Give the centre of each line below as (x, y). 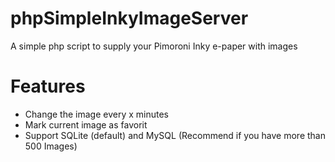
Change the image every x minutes (96, 114)
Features (48, 86)
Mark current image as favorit (86, 124)
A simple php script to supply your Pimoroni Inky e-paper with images (154, 46)
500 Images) (51, 146)
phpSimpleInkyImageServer (129, 18)
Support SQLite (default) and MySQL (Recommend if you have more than (175, 135)
